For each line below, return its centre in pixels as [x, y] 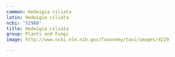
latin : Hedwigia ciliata [38, 17]
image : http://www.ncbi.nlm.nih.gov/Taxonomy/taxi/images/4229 [88, 40]
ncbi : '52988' [24, 23]
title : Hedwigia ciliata [38, 28]
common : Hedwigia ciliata [39, 12]
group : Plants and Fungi [38, 34]
